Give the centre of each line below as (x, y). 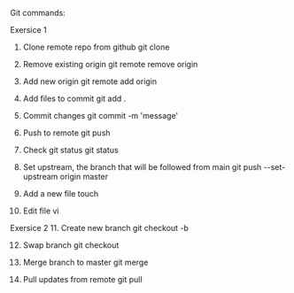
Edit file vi (41, 211)
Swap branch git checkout (71, 245)
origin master (84, 177)
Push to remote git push (66, 133)
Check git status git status (70, 150)
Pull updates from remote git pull (82, 279)
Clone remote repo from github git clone (96, 47)
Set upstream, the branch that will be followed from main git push (142, 167)
